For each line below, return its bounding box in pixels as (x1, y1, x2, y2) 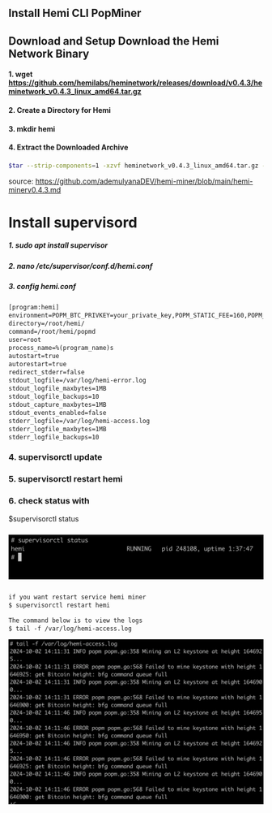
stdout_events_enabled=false (8, 409, 107, 417)
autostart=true (8, 352, 60, 360)
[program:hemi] (8, 303, 60, 311)
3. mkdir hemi (8, 123, 56, 133)
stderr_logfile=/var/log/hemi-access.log (8, 417, 151, 425)
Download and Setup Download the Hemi (8, 34, 219, 48)
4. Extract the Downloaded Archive (8, 142, 129, 153)
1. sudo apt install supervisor (8, 240, 108, 250)
